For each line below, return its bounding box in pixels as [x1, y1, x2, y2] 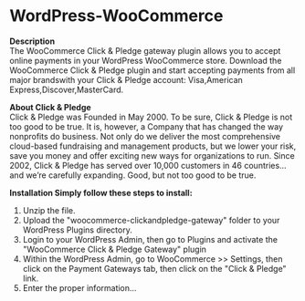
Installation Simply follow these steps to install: [9, 187, 194, 198]
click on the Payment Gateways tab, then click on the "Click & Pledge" [22, 263, 287, 274]
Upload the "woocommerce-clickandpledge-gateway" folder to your [22, 214, 280, 225]
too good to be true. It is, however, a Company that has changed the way [9, 120, 284, 132]
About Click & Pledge [9, 101, 91, 112]
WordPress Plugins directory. [22, 224, 132, 235]
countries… [243, 160, 287, 171]
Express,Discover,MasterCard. [9, 84, 124, 95]
